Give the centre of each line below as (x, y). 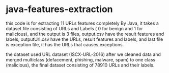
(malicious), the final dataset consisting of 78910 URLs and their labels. (80, 65)
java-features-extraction (60, 9)
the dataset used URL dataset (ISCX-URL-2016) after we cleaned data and (83, 54)
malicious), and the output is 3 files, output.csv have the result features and (85, 34)
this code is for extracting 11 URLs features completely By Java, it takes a (82, 23)
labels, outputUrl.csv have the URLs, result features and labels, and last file (84, 39)
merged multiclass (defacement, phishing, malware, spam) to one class (81, 59)
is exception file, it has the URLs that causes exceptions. (65, 44)
